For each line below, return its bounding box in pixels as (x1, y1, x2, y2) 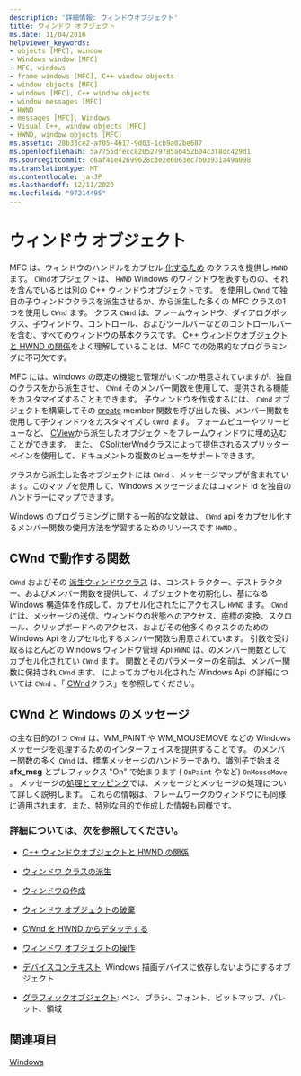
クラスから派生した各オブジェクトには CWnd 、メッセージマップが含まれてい (9, 469, 289, 480)
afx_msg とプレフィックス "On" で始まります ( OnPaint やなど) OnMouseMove (9, 766, 288, 777)
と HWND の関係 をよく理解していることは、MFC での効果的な (9, 340, 240, 351)
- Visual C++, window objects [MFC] (9, 122, 146, 131)
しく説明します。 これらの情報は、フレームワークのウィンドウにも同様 (24, 789, 287, 800)
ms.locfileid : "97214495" (9, 189, 106, 198)
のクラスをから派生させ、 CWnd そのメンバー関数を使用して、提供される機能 (9, 382, 289, 393)
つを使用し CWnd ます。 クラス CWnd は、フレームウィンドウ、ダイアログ (9, 307, 272, 318)
